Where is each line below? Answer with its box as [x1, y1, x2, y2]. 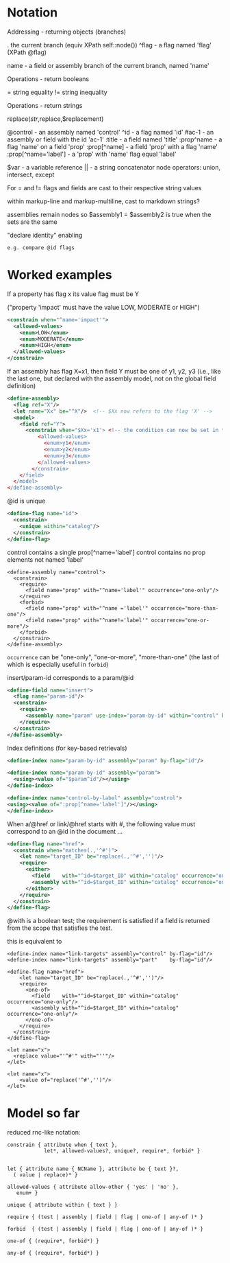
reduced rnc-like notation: [7, 1128, 81, 1137]
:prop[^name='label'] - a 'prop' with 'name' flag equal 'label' [7, 150, 177, 158]
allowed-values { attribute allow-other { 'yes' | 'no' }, [7, 1183, 179, 1191]
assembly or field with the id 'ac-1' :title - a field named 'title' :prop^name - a [7, 135, 222, 144]
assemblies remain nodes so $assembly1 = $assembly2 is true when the [7, 210, 212, 218]
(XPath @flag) [7, 48, 47, 56]
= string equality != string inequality [7, 88, 107, 96]
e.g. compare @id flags [7, 244, 75, 251]
